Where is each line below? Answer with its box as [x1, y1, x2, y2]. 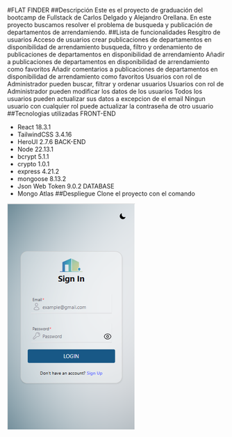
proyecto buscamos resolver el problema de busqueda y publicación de [7, 21, 213, 29]
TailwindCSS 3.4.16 [17, 130, 72, 138]
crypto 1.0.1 [17, 160, 50, 168]
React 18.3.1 [17, 123, 51, 131]
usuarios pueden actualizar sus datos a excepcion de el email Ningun [7, 95, 206, 103]
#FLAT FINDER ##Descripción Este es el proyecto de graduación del [7, 6, 204, 14]
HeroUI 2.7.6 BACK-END [17, 138, 86, 145]
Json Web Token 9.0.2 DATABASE [17, 182, 115, 190]
